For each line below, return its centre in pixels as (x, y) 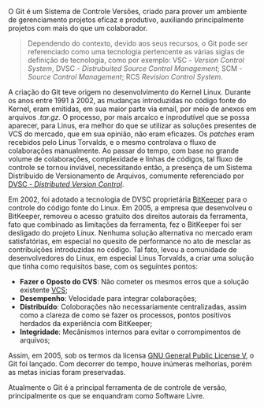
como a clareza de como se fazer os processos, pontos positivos (125, 315)
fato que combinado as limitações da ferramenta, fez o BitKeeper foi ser (125, 224)
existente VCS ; (44, 290)
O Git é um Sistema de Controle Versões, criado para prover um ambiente (128, 11)
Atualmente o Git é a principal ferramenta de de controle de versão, (117, 388)
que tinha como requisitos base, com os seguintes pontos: (103, 266)
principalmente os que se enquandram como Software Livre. (106, 396)
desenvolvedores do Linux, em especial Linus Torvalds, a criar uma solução (131, 258)
